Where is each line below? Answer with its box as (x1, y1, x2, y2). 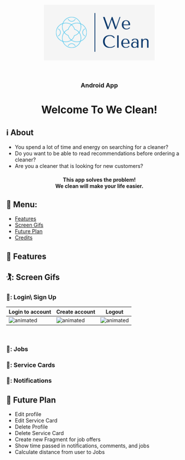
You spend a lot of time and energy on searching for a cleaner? (14, 143, 168, 150)
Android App (80, 81, 118, 89)
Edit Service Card (14, 417, 58, 424)
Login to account (8, 308, 51, 315)
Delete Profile (14, 423, 48, 430)
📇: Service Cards (6, 361, 56, 369)
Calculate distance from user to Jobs (14, 449, 105, 456)
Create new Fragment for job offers (14, 436, 101, 443)
